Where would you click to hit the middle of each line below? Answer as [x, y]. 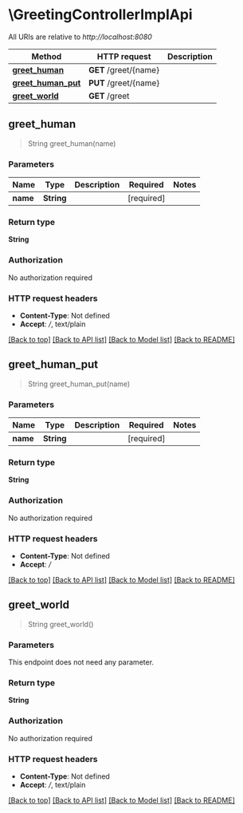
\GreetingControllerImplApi [100, 15]
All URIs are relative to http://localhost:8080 [80, 37]
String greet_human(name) [72, 143]
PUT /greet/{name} [124, 83]
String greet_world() [61, 624]
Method [47, 56]
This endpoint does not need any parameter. [81, 662]
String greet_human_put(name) [79, 384]
